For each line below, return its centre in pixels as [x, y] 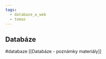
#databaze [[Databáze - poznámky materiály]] [54, 51]
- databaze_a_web [28, 14]
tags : [11, 10]
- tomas [18, 19]
